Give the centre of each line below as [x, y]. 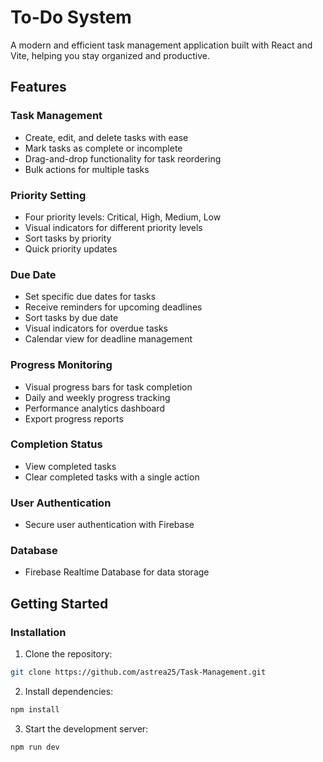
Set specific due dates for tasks [90, 297]
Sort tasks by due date [71, 318]
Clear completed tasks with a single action [112, 477]
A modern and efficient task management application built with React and [161, 45]
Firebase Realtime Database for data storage [117, 572]
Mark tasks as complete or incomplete [103, 148]
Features [38, 87]
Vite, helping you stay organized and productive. [110, 55]
